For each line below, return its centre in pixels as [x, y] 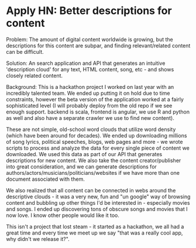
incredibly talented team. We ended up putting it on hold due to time [88, 93]
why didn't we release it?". [38, 239]
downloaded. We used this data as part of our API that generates [84, 154]
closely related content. [35, 75]
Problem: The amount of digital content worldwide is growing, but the [90, 39]
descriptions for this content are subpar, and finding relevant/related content [98, 46]
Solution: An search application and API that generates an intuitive [86, 63]
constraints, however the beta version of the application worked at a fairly [95, 99]
